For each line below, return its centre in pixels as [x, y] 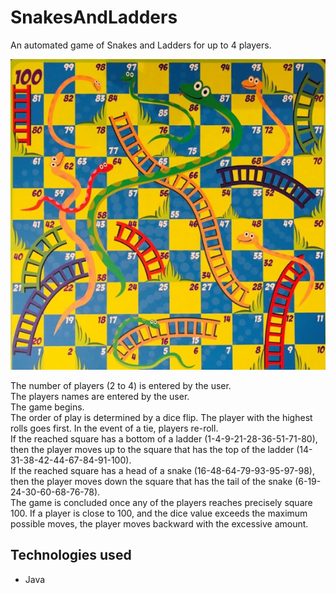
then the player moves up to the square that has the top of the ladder [152, 449]
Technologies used [71, 555]
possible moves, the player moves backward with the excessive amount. [159, 523]
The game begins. [47, 407]
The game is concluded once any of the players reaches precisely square [161, 502]
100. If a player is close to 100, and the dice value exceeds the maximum [159, 513]
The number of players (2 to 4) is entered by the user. [121, 385]
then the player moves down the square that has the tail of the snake [151, 481]
